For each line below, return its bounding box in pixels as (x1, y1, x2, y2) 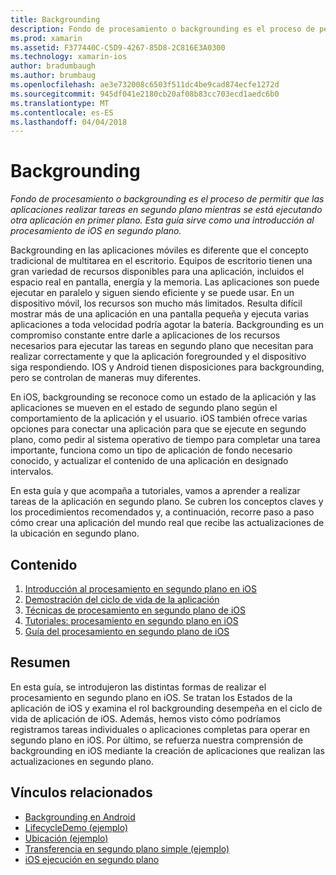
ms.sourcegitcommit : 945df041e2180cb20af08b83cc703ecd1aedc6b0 (10, 89, 280, 99)
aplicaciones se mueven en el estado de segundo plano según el (10, 402, 278, 414)
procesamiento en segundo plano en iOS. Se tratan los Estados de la (10, 691, 293, 703)
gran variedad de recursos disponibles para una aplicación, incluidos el (10, 266, 305, 278)
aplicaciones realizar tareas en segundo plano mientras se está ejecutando (10, 204, 323, 216)
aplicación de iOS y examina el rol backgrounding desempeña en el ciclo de (10, 702, 323, 714)
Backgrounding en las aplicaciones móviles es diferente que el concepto (10, 244, 310, 256)
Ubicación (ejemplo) (24, 832, 109, 844)
